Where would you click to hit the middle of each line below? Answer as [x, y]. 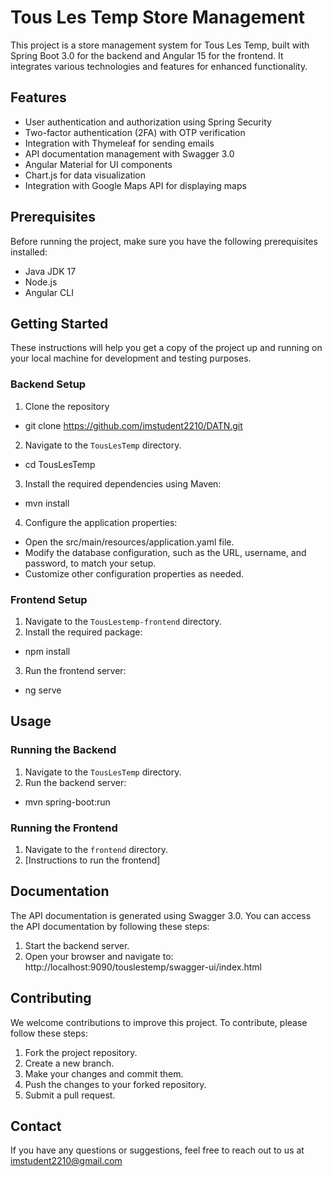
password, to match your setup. [90, 563]
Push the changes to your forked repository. [115, 1084]
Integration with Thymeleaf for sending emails [119, 143]
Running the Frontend [64, 828]
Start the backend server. [77, 945]
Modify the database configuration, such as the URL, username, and [165, 552]
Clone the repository [67, 406]
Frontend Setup [49, 599]
